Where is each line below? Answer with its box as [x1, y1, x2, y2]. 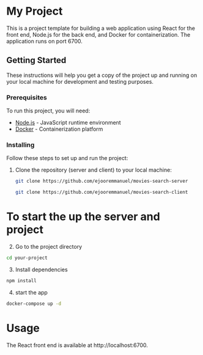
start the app [15, 288, 48, 296]
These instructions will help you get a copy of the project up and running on [6, 71, 197, 79]
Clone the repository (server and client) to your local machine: [15, 166, 172, 174]
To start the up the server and [6, 210, 160, 224]
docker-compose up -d [6, 301, 62, 307]
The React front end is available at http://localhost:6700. [6, 341, 149, 349]
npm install [6, 277, 37, 284]
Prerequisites [6, 93, 47, 101]
